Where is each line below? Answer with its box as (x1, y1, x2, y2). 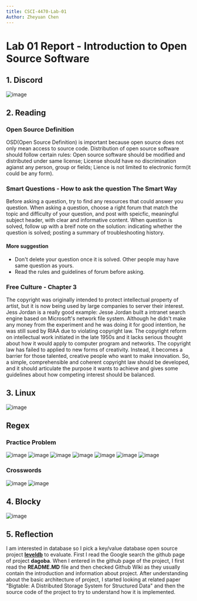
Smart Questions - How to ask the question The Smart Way (6, 184, 178, 193)
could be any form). (6, 170, 54, 177)
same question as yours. (14, 262, 74, 269)
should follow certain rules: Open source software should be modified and (6, 151, 186, 159)
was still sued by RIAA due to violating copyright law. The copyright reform (6, 327, 186, 334)
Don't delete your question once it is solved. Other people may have (14, 256, 179, 263)
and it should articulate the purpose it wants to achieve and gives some (6, 365, 179, 372)
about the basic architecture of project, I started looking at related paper (6, 576, 181, 583)
